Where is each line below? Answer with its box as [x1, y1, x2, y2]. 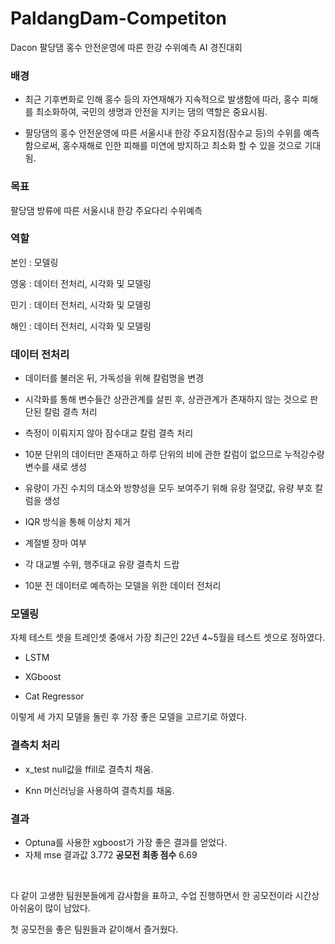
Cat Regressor [24, 690, 85, 702]
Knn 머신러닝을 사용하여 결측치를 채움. [24, 784, 175, 796]
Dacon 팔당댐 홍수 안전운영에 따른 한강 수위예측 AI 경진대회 [10, 41, 243, 53]
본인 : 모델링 [10, 256, 59, 268]
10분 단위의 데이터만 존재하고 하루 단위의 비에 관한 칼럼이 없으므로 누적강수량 [24, 448, 325, 461]
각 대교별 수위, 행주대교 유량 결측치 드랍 [24, 558, 180, 571]
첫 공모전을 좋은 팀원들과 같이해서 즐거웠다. [10, 923, 179, 936]
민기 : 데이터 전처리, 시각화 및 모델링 [10, 298, 152, 311]
